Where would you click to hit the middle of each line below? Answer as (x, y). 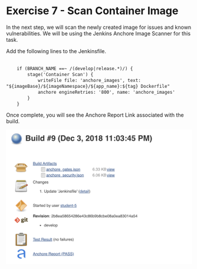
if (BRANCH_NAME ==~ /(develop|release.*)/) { (75, 68)
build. (13, 121)
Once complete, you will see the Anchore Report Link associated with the (95, 115)
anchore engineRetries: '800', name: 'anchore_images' (106, 92)
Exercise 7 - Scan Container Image (92, 11)
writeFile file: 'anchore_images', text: (89, 80)
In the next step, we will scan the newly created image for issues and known (99, 27)
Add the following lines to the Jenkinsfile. (56, 51)
